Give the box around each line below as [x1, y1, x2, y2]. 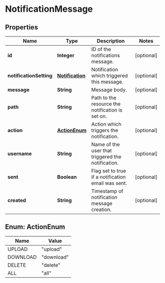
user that [91, 147, 112, 154]
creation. [91, 206, 112, 213]
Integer [57, 52, 75, 58]
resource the [91, 101, 121, 107]
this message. [91, 79, 124, 85]
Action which [91, 121, 122, 127]
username [7, 150, 32, 157]
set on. [91, 113, 107, 119]
